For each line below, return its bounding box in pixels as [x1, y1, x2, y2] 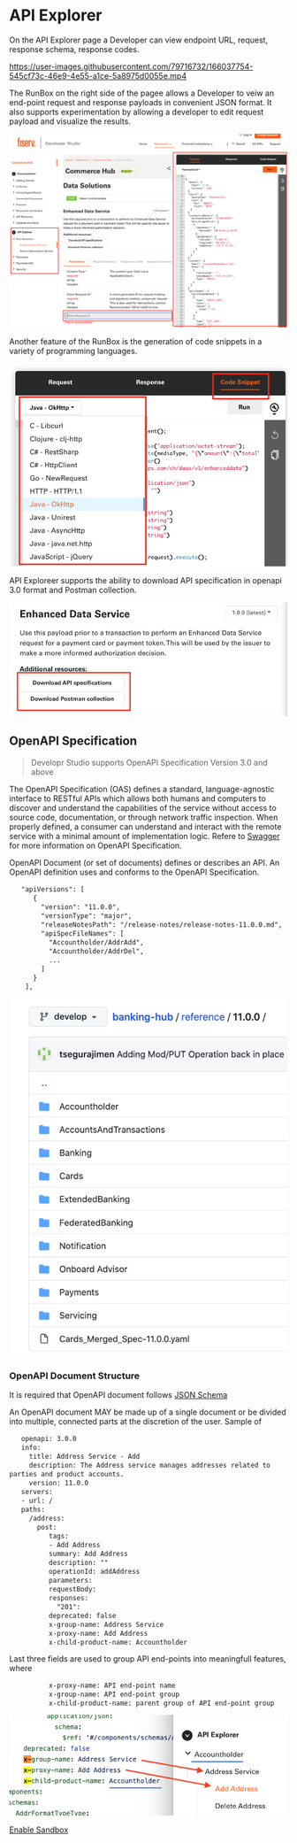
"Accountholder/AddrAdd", [48, 937, 144, 947]
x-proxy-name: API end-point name [48, 1681, 176, 1690]
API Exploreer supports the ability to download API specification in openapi [9, 575, 283, 586]
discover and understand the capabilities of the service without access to [9, 802, 277, 813]
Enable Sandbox [9, 1824, 69, 1835]
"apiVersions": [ [20, 884, 86, 894]
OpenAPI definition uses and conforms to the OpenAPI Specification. [9, 867, 260, 877]
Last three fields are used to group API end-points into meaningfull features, [9, 1654, 286, 1664]
